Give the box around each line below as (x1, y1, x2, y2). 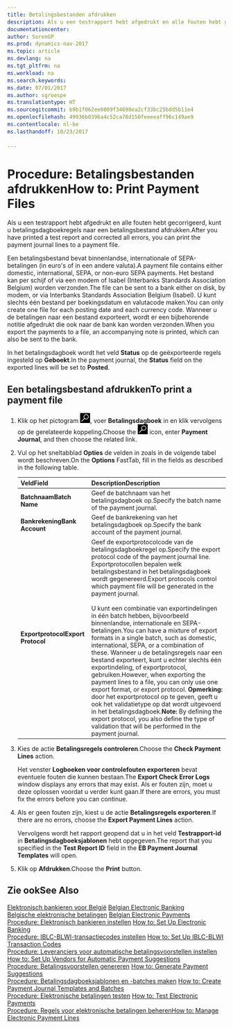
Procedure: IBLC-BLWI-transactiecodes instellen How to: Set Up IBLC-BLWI (7, 933, 224, 941)
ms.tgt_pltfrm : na (7, 62, 60, 69)
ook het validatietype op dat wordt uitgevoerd (91, 700, 221, 708)
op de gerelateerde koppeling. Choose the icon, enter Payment (17, 428, 208, 436)
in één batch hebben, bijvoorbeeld (91, 611, 189, 620)
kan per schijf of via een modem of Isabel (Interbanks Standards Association (7, 276, 226, 284)
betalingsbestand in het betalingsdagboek (91, 567, 212, 576)
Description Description (91, 478, 161, 487)
